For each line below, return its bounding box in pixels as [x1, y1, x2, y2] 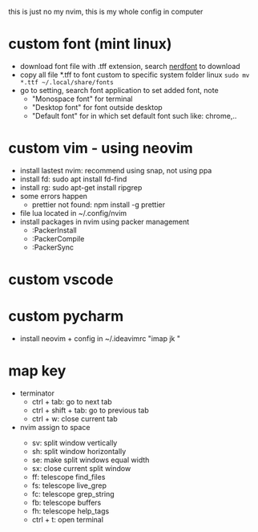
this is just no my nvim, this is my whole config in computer [8, 7, 204, 16]
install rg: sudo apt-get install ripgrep [19, 182, 143, 192]
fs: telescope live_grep [31, 481, 107, 490]
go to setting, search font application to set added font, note [19, 85, 219, 95]
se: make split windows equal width [31, 455, 150, 465]
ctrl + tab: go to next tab [31, 396, 112, 406]
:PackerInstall [31, 225, 78, 235]
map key [8, 362, 67, 380]
